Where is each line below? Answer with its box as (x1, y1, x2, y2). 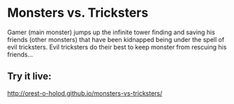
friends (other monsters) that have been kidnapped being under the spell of (7, 35, 225, 43)
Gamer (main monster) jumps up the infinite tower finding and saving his (7, 28, 215, 36)
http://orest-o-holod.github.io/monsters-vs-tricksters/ (7, 89, 163, 97)
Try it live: (7, 70, 52, 82)
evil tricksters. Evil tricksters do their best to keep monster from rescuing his (7, 43, 227, 51)
